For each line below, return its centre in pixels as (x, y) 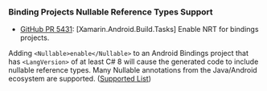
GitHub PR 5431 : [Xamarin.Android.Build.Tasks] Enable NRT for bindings (139, 30)
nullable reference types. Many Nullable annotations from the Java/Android (133, 70)
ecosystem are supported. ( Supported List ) (80, 79)
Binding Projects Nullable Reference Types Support (111, 12)
